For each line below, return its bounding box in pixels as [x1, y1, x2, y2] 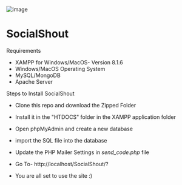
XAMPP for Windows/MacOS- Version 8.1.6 [15, 58, 123, 66]
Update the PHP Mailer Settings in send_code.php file [15, 149, 150, 156]
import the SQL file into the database [15, 136, 107, 144]
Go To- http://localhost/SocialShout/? [15, 160, 109, 167]
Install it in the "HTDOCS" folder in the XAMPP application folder [15, 113, 177, 121]
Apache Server [15, 78, 53, 85]
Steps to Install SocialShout [6, 90, 75, 97]
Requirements [6, 47, 41, 54]
